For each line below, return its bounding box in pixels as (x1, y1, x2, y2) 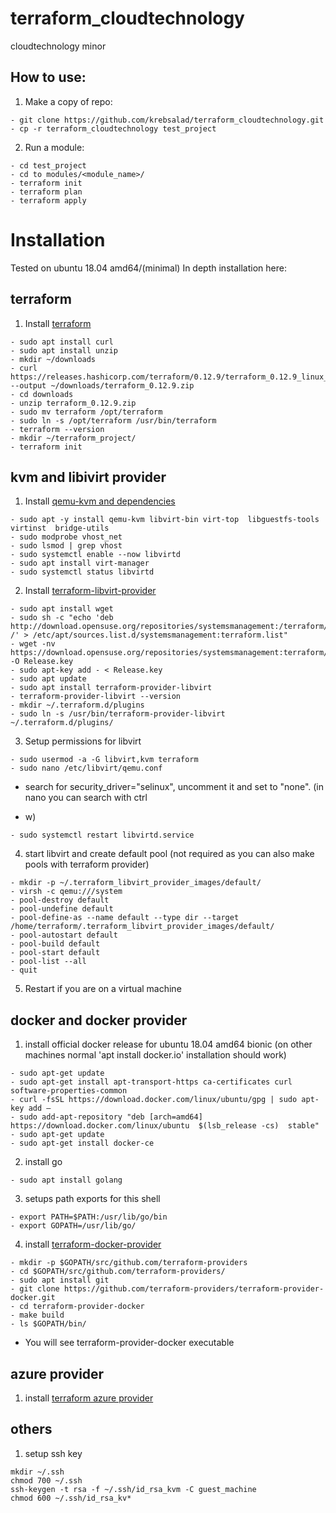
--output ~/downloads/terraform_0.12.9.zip (10, 380, 195, 391)
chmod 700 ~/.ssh (10, 1475, 83, 1486)
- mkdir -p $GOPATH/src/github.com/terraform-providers (10, 1258, 248, 1268)
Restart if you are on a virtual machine (24, 983, 182, 995)
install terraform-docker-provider (24, 1238, 162, 1251)
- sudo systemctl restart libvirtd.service (10, 830, 195, 841)
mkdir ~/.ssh (10, 1467, 65, 1477)
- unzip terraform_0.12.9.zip (10, 398, 137, 408)
